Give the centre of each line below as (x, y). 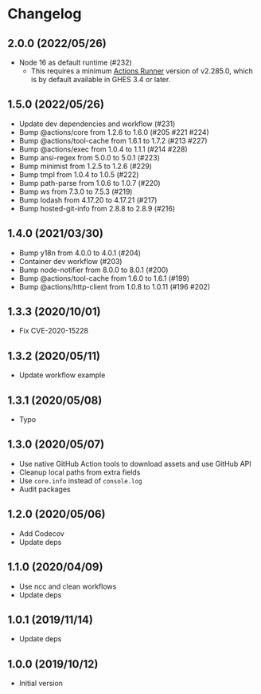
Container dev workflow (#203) (70, 261)
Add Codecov (41, 533)
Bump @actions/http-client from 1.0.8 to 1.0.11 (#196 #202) (115, 286)
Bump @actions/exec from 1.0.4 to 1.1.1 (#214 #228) (103, 149)
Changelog (45, 14)
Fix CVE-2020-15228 (54, 331)
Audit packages (45, 489)
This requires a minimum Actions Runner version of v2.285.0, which (142, 71)
